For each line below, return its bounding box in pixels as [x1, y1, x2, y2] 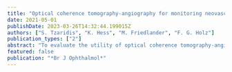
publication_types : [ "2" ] [7, 36, 81, 43]
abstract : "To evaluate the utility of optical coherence [7, 42, 177, 49]
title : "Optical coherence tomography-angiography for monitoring [7, 10, 202, 17]
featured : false [7, 49, 54, 56]
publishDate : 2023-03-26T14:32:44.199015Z [7, 23, 131, 29]
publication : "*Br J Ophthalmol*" [7, 55, 107, 62]
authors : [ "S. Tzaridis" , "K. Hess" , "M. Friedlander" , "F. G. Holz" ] [7, 29, 215, 36]
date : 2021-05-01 [7, 16, 57, 23]
